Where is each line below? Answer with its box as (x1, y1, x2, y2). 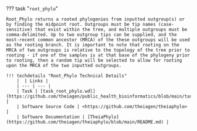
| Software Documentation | (16, 114, 85, 120)
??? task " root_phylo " (6, 5, 59, 12)
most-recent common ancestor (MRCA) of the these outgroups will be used (6, 37, 191, 43)
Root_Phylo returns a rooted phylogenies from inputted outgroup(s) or (6, 16, 185, 22)
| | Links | (16, 78, 49, 84)
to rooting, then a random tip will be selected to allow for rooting (6, 58, 182, 63)
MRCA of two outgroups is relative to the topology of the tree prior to (6, 47, 191, 53)
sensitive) (6, 26, 33, 32)
